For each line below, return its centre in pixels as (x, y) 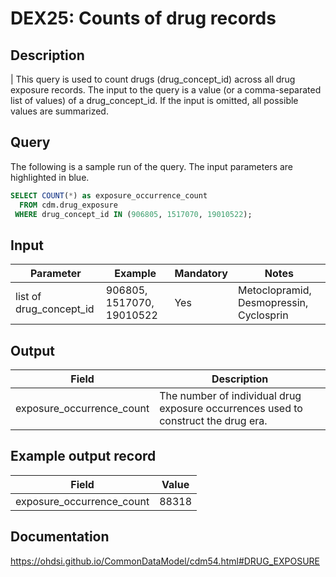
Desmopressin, (273, 303)
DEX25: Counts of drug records (143, 18)
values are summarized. (59, 111)
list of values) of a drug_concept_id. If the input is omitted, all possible (154, 100)
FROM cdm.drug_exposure (68, 205)
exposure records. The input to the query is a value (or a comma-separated (166, 90)
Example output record (83, 456)
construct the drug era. (213, 421)
